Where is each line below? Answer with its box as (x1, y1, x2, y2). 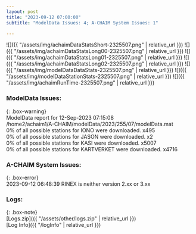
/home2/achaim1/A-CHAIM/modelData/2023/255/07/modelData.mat (6, 120, 174, 127)
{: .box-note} (6, 209, 38, 216)
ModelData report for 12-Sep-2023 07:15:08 (6, 114, 114, 121)
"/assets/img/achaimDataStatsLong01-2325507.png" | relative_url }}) (14, 54, 183, 61)
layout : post (6, 8, 39, 15)
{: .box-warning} (6, 108, 46, 115)
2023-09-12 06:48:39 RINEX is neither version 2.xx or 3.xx (6, 180, 151, 188)
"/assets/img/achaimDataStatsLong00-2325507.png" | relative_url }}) (14, 48, 184, 55)
